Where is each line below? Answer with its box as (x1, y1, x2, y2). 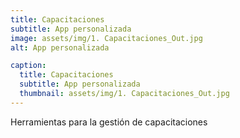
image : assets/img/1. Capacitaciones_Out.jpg (10, 33, 203, 43)
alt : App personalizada (10, 42, 110, 53)
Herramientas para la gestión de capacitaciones (10, 116, 208, 128)
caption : (10, 61, 47, 71)
